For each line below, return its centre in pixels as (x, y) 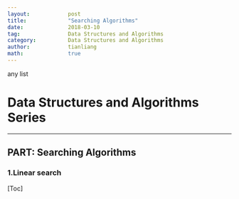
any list (18, 74)
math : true (44, 54)
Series (27, 118)
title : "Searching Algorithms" (73, 21)
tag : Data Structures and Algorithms (85, 34)
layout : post (44, 14)
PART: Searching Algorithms (72, 152)
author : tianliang (52, 47)
